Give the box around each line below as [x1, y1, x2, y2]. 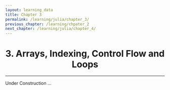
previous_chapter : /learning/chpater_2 [5, 21, 90, 27]
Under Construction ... [5, 80, 52, 86]
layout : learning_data [5, 7, 53, 13]
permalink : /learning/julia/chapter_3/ [5, 17, 90, 22]
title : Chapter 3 [5, 12, 42, 17]
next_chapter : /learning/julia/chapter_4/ [5, 26, 96, 31]
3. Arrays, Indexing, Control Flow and [5, 48, 165, 60]
